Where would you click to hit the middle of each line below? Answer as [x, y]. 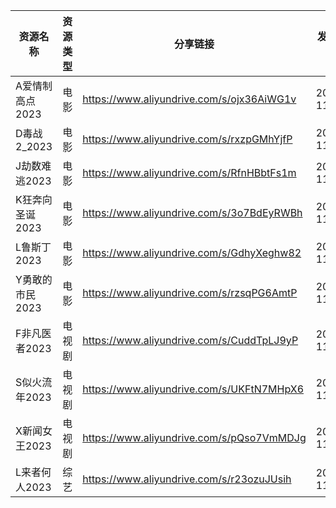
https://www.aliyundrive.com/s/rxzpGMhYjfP [187, 139]
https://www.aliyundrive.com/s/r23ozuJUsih [187, 479]
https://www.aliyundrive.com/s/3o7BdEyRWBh [192, 212]
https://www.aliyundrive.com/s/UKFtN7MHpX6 [193, 389]
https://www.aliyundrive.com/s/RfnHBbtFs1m [189, 172]
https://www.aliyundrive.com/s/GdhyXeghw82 [192, 252]
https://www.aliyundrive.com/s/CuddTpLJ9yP [190, 340]
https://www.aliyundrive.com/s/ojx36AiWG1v [189, 99]
